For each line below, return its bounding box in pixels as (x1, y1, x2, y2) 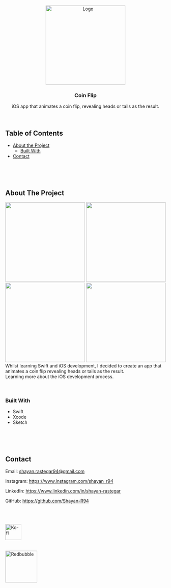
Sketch (12, 419, 28, 425)
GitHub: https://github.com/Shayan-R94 (5, 498, 89, 504)
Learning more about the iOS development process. (5, 374, 114, 380)
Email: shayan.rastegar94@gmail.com (5, 468, 85, 475)
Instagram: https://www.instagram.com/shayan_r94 (5, 478, 113, 484)
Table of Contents (5, 129, 64, 137)
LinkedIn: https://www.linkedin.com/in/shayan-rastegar (5, 488, 121, 494)
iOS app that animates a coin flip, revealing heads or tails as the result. (12, 103, 159, 109)
